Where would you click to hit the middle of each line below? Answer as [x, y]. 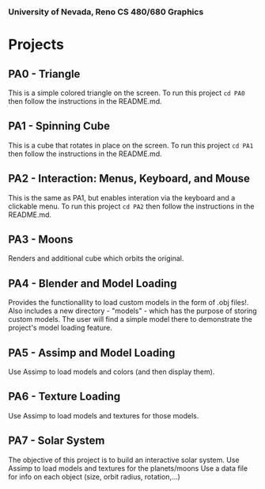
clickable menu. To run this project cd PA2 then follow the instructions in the [131, 206]
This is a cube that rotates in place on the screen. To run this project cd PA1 [131, 145]
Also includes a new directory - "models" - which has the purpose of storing [132, 311]
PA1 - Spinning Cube [59, 126]
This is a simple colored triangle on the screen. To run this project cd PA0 [127, 93]
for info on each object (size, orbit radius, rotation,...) [94, 476]
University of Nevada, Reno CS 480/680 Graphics [106, 12]
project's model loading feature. [60, 328]
